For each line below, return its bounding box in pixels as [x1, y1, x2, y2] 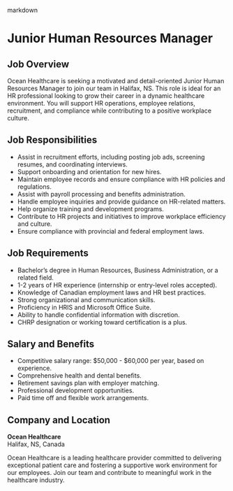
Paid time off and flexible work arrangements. [17, 394, 149, 402]
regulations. [17, 182, 52, 191]
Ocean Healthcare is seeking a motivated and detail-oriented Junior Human [7, 77, 225, 85]
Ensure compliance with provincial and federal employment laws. [17, 227, 204, 235]
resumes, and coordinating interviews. [17, 160, 128, 169]
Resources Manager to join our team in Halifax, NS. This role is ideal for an [7, 84, 221, 92]
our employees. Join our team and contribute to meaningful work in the [7, 469, 212, 477]
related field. [17, 273, 54, 282]
